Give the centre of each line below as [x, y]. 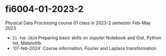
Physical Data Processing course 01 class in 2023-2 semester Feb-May [78, 23]
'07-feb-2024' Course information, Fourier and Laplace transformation [84, 48]
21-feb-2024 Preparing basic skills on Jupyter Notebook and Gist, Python [87, 38]
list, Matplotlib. [27, 43]
